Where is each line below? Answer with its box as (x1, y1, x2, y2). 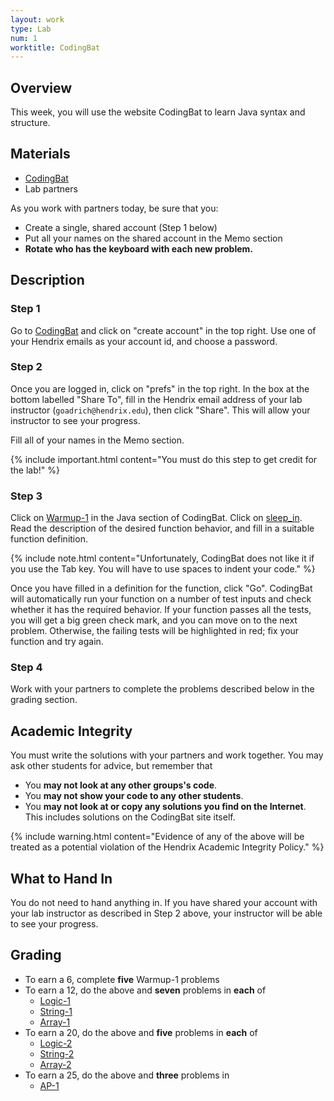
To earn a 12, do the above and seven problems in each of (24, 984, 267, 996)
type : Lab (10, 24, 52, 34)
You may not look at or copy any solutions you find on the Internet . (24, 801, 307, 813)
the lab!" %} (10, 464, 60, 476)
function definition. (10, 533, 88, 545)
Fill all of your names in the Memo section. (10, 434, 185, 446)
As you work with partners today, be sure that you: (10, 202, 219, 214)
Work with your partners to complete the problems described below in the (10, 683, 315, 695)
